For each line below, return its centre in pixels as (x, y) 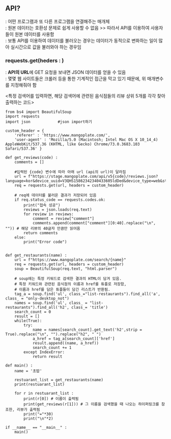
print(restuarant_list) (40, 385)
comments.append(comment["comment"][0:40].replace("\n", (94, 223)
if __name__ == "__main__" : (36, 428)
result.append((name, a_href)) (66, 343)
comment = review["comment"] (63, 219)
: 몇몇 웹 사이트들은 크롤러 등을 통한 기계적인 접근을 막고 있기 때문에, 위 (76, 79)
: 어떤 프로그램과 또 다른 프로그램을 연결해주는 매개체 (58, 21)
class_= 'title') (90, 308)
